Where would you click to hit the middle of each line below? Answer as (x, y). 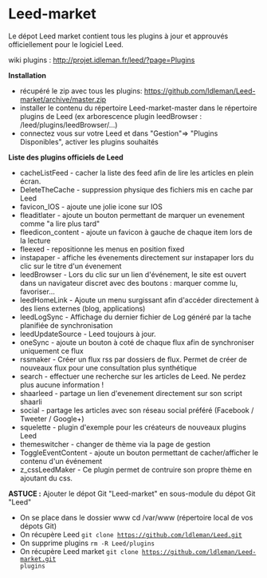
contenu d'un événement (61, 461)
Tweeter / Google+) (52, 418)
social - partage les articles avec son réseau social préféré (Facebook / (137, 410)
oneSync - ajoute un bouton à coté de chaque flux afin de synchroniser (137, 342)
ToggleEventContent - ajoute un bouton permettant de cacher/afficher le (139, 453)
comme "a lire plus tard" (60, 224)
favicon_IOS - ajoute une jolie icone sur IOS (91, 206)
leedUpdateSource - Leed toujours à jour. (88, 334)
